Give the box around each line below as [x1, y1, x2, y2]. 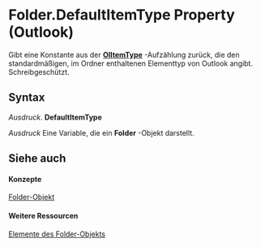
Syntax [8, 91, 45, 105]
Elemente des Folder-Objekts [8, 229, 106, 239]
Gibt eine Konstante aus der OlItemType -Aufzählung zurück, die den [8, 50, 241, 59]
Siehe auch [8, 152, 66, 166]
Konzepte [8, 174, 42, 184]
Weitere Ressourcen [8, 210, 79, 220]
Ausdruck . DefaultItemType [8, 112, 103, 122]
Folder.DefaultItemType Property [8, 6, 235, 24]
